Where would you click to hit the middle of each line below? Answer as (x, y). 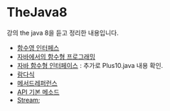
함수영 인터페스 (38, 47)
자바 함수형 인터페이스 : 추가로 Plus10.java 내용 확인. (90, 65)
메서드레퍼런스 (37, 83)
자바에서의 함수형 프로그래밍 (56, 57)
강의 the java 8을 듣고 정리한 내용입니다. (63, 33)
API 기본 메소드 (38, 92)
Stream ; (28, 100)
